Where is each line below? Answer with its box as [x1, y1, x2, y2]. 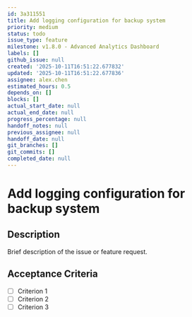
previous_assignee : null [7, 129, 80, 136]
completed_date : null [7, 155, 71, 163]
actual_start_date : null [7, 103, 80, 110]
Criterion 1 [17, 287, 48, 295]
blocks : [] [7, 96, 40, 103]
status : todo [7, 30, 46, 38]
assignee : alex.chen [7, 76, 68, 83]
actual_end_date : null [7, 109, 74, 116]
